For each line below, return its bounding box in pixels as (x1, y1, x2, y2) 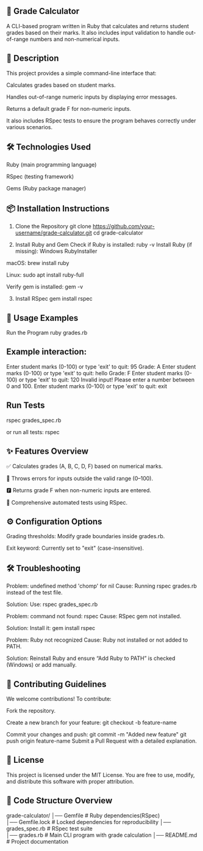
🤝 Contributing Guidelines (6, 679, 107, 689)
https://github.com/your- (92, 223, 155, 230)
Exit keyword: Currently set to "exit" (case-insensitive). (6, 544, 144, 552)
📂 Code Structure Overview (6, 795, 113, 806)
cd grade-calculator (93, 229, 143, 236)
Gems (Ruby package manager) (6, 185, 87, 192)
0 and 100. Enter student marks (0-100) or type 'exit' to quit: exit (6, 382, 168, 389)
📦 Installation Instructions (6, 203, 110, 214)
